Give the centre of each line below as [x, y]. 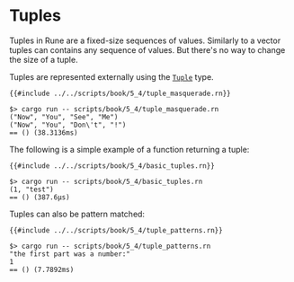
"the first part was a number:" [70, 254]
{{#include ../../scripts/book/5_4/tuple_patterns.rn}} [116, 230]
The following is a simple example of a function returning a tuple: [129, 149]
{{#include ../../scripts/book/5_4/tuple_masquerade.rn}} [120, 93]
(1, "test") [31, 189]
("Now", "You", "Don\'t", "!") [68, 125]
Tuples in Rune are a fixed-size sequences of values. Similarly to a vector [145, 40]
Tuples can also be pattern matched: [77, 214]
